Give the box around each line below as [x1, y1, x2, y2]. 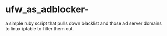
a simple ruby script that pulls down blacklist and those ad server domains [5, 20, 162, 26]
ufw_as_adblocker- [5, 4, 89, 15]
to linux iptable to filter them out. [5, 25, 74, 31]
